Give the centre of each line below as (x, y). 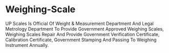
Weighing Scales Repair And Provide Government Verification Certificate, (82, 34)
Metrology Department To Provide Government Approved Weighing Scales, (84, 29)
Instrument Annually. (27, 45)
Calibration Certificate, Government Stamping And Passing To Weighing (81, 40)
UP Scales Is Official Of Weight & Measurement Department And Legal (79, 23)
